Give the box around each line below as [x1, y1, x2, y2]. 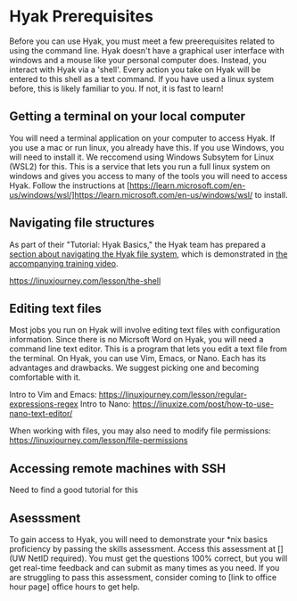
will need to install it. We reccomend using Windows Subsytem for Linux [9, 152, 275, 162]
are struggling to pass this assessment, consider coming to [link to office [9, 572, 277, 582]
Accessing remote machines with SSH [9, 461, 226, 476]
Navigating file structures [9, 216, 155, 231]
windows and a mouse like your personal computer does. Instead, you [9, 54, 268, 65]
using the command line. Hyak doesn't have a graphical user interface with [9, 45, 285, 55]
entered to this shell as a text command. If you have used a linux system [9, 73, 275, 84]
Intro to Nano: [79, 399, 131, 409]
